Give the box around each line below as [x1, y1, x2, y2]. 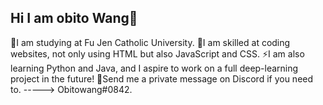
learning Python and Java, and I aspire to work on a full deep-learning [10, 62, 299, 74]
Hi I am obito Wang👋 [10, 10, 138, 27]
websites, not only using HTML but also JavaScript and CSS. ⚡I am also [10, 47, 305, 60]
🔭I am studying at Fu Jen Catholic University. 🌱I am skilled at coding [10, 36, 291, 48]
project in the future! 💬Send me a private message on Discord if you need [10, 72, 314, 85]
